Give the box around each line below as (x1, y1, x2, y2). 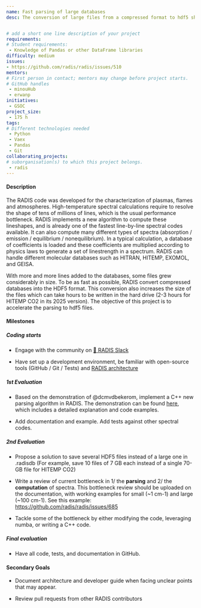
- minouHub (8, 87, 36, 93)
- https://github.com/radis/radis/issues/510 (6, 64, 121, 70)
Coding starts (6, 331, 41, 338)
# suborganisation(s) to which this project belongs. (6, 159, 144, 165)
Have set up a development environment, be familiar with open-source (14, 358, 190, 365)
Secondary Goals (6, 564, 50, 571)
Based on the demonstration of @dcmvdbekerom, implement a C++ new (14, 394, 194, 401)
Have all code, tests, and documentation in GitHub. (14, 550, 141, 558)
